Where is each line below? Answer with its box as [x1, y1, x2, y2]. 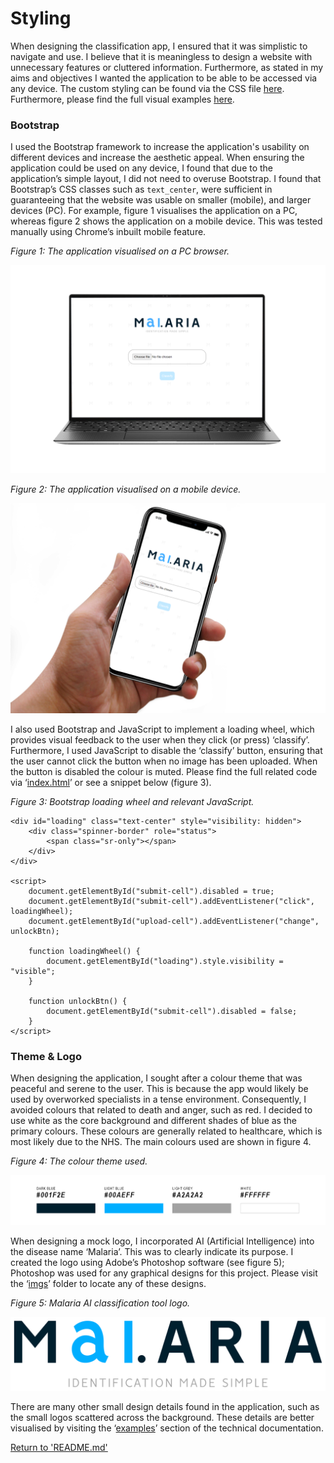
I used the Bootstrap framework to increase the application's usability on [10, 141, 310, 153]
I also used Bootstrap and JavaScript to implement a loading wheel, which [10, 723, 315, 735]
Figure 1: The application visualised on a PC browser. [10, 245, 230, 257]
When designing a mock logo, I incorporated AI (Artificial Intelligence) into [10, 1235, 315, 1247]
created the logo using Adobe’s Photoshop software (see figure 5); [10, 1256, 285, 1268]
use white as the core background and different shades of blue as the [10, 1114, 297, 1126]
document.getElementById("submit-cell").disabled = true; [28, 886, 275, 896]
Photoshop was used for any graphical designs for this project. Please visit [10, 1267, 318, 1279]
